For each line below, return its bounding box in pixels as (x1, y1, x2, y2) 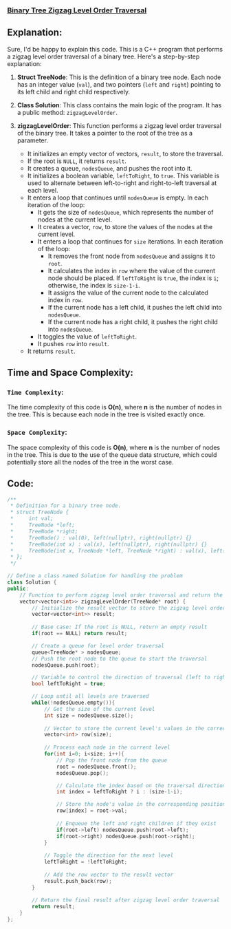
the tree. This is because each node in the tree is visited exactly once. (7, 410, 206, 418)
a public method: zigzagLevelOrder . (16, 108, 118, 116)
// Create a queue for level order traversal (32, 642, 165, 649)
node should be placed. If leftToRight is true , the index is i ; (47, 274, 219, 282)
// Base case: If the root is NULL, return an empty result (32, 623, 208, 631)
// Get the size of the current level (43, 705, 155, 712)
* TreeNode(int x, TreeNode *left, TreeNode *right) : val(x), (10, 547, 208, 554)
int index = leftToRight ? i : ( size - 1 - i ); (56, 789, 184, 795)
